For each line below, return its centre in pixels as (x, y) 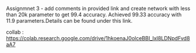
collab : (15, 32)
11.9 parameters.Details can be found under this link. (70, 21)
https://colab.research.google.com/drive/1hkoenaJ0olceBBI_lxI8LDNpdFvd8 (98, 38)
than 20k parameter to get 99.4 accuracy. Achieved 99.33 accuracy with (94, 15)
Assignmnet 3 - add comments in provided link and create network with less (98, 8)
